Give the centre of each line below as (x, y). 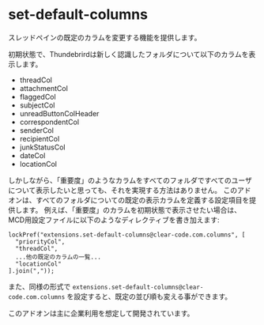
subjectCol (37, 105)
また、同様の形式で (40, 286)
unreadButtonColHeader (59, 113)
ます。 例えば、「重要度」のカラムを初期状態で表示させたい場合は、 (132, 210)
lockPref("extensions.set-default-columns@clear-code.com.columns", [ (127, 235)
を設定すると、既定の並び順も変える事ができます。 (149, 296)
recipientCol (40, 138)
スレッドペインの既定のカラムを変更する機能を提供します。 (105, 37)
